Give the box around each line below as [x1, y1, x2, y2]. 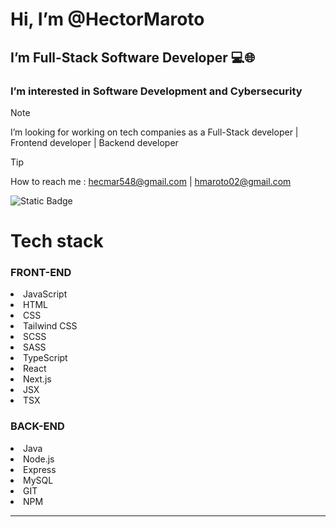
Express [23, 463, 57, 475]
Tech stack [10, 230, 104, 253]
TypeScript [23, 352, 68, 364]
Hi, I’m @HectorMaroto [10, 8, 205, 31]
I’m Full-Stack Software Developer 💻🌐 [10, 49, 256, 66]
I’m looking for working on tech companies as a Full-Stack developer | [10, 126, 299, 138]
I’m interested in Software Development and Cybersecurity [10, 84, 303, 98]
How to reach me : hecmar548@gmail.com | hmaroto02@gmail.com [10, 175, 292, 187]
